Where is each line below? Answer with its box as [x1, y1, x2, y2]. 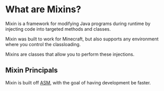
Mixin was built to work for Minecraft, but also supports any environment [5, 36, 159, 42]
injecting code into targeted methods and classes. [5, 26, 111, 32]
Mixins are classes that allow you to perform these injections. [5, 51, 135, 57]
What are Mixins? [5, 4, 81, 15]
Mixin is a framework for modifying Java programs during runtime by [5, 20, 151, 27]
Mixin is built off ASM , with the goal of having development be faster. [5, 79, 151, 85]
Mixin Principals [5, 66, 58, 75]
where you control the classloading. [5, 41, 81, 47]
